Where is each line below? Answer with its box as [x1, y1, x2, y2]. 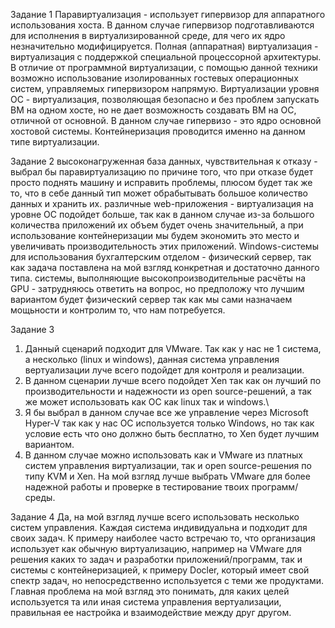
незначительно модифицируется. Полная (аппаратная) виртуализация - [10, 40, 319, 52]
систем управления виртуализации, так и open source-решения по [24, 460, 312, 471]
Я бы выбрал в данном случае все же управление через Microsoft [24, 407, 309, 418]
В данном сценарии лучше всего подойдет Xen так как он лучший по [24, 375, 322, 386]
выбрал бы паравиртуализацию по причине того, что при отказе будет [10, 166, 314, 178]
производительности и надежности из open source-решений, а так [24, 385, 312, 397]
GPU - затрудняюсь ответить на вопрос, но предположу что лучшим [10, 283, 305, 294]
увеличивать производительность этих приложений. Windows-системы [10, 240, 319, 252]
